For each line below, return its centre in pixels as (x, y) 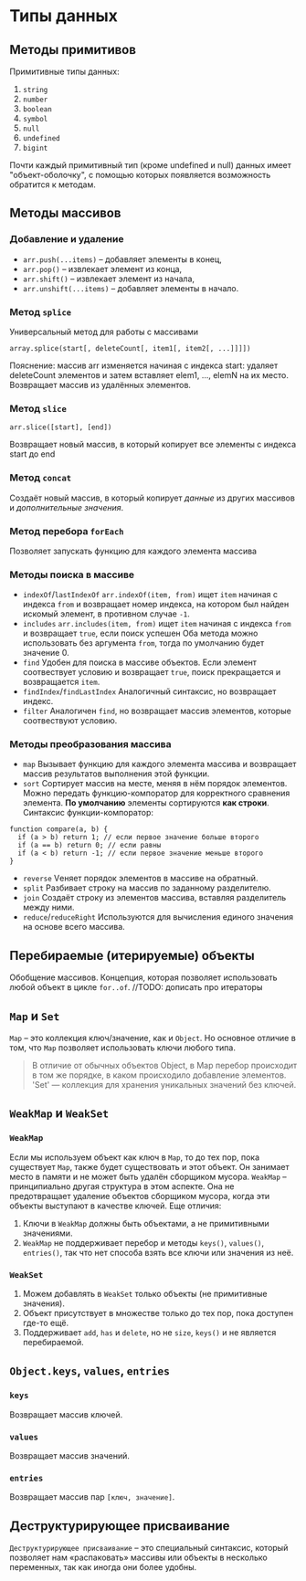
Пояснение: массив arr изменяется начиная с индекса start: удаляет (144, 365)
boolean (37, 110)
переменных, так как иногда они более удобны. (103, 1567)
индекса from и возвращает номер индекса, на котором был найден (156, 605)
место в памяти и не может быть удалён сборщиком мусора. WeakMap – (148, 1176)
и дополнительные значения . (67, 507)
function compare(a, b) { (58, 829)
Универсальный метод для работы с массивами (104, 332)
